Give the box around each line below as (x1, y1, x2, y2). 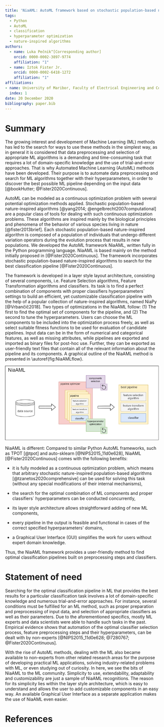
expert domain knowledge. (12, 540, 66, 545)
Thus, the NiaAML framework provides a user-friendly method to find (5, 549, 144, 555)
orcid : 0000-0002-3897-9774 (14, 54, 71, 59)
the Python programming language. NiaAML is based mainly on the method (5, 248, 157, 254)
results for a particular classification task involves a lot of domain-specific (5, 593, 154, 598)
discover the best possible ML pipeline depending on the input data (5, 181, 141, 186)
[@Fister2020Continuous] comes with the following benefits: (5, 455, 128, 461)
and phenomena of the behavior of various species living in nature (5, 221, 139, 228)
